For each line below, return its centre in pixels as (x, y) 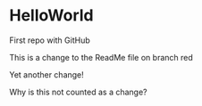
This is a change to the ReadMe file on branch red (101, 57)
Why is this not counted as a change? (78, 92)
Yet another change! (47, 74)
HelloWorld (51, 16)
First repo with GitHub (50, 40)
